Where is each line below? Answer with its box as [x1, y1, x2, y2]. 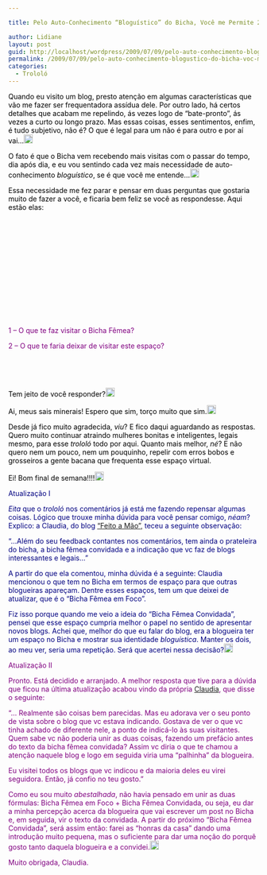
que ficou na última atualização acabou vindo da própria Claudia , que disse [8, 684, 255, 694]
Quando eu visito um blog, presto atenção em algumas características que [8, 91, 252, 101]
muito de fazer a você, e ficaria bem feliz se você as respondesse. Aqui [8, 194, 242, 203]
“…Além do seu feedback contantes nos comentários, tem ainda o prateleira [8, 536, 257, 545]
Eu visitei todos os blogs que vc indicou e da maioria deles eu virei [8, 765, 226, 775]
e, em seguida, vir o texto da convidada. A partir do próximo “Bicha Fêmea [8, 815, 252, 824]
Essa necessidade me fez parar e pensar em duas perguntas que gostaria [8, 185, 250, 195]
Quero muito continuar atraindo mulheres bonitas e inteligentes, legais [8, 430, 238, 439]
